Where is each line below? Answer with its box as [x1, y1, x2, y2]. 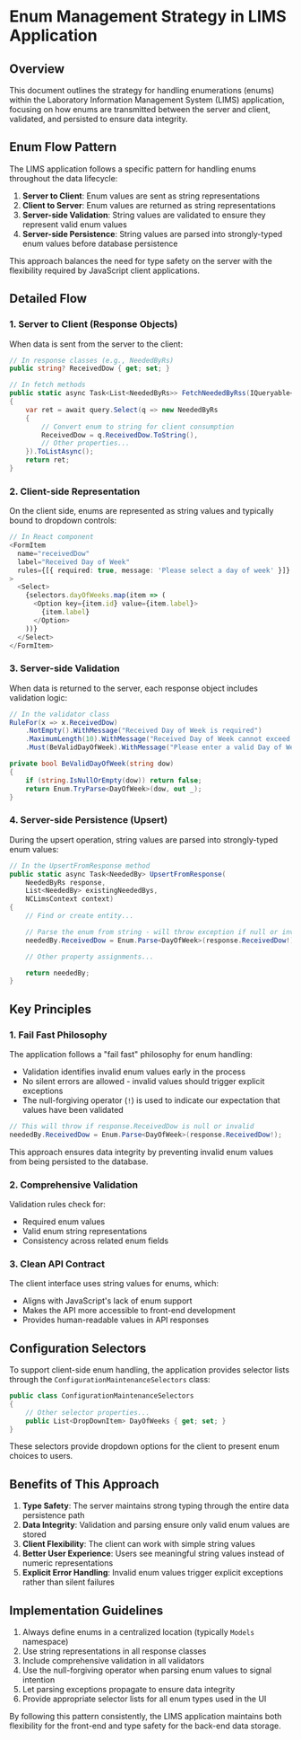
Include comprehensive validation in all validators [21, 1656, 204, 1666]
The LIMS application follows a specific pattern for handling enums [9, 163, 257, 174]
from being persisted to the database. [9, 1156, 149, 1167]
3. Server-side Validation [9, 662, 120, 675]
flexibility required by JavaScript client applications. [9, 265, 200, 276]
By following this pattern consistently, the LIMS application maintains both [9, 1711, 282, 1722]
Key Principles [9, 1002, 92, 1017]
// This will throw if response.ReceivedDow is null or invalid [9, 1121, 254, 1131]
